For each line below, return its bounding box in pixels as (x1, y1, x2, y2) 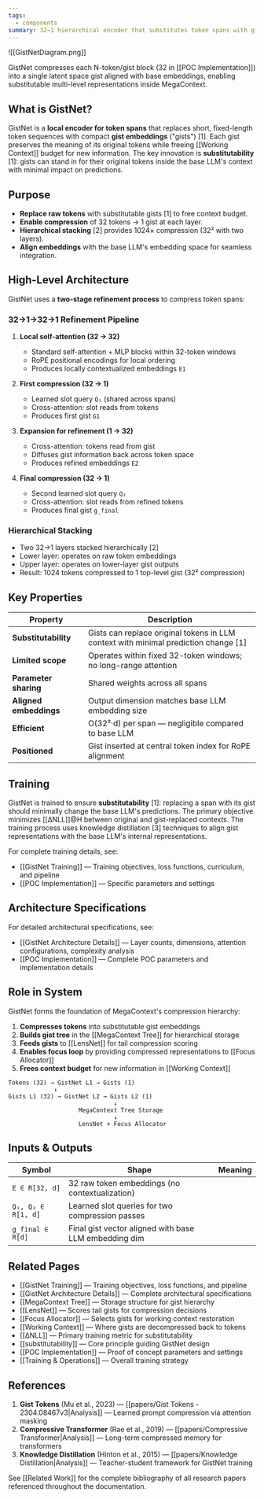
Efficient (12, 723, 45, 734)
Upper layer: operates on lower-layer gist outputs (19, 559, 179, 569)
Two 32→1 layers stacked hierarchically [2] (19, 543, 159, 552)
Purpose (8, 188, 51, 201)
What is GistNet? (8, 102, 93, 116)
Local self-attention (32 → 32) (19, 332, 120, 342)
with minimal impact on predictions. (8, 165, 123, 175)
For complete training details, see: (8, 847, 119, 856)
